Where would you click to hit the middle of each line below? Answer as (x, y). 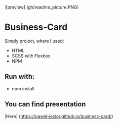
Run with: (20, 77)
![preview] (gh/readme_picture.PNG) (42, 7)
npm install (23, 88)
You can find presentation (45, 104)
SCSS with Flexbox (31, 56)
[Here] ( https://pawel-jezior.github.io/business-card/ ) (59, 116)
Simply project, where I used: (34, 41)
